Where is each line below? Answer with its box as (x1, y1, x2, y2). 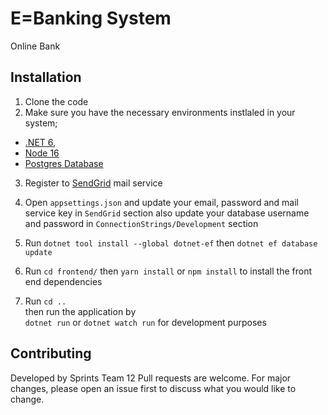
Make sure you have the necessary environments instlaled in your (24, 106, 296, 118)
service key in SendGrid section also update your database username (24, 207, 310, 219)
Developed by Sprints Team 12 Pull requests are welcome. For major (10, 372, 292, 384)
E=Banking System (10, 7, 172, 30)
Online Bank (10, 40, 61, 52)
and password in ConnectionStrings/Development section (24, 217, 259, 229)
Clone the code (24, 95, 89, 107)
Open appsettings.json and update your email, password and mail (24, 196, 299, 208)
